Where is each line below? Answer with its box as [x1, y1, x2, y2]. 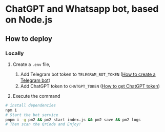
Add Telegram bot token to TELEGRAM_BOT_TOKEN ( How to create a [20, 71, 156, 77]
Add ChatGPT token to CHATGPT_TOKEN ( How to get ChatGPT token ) [20, 83, 160, 89]
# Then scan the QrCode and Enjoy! [5, 122, 81, 127]
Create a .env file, [12, 61, 51, 67]
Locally [5, 50, 24, 57]
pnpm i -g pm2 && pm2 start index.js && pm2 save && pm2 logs [5, 117, 141, 122]
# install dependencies [5, 103, 56, 108]
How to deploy [5, 34, 53, 43]
